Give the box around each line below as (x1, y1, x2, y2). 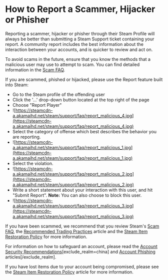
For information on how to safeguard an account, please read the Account (5, 243, 157, 249)
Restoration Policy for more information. (5, 234, 87, 240)
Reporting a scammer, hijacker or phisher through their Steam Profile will (5, 30, 155, 36)
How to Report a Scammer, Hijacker (5, 3, 155, 15)
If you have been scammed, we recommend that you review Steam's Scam (5, 223, 159, 229)
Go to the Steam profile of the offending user (12, 91, 105, 97)
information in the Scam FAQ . (5, 66, 65, 73)
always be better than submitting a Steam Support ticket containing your (5, 36, 154, 42)
